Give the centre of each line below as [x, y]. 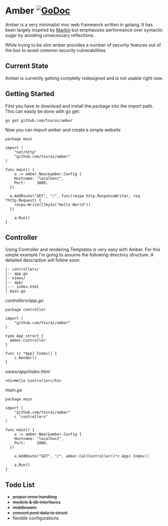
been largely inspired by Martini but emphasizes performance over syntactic [84, 30]
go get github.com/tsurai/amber [39, 120]
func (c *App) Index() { [31, 354]
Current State [27, 66]
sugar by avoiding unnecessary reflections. [50, 35]
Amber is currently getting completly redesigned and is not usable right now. [84, 78]
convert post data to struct [40, 513]
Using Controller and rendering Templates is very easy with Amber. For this [83, 249]
